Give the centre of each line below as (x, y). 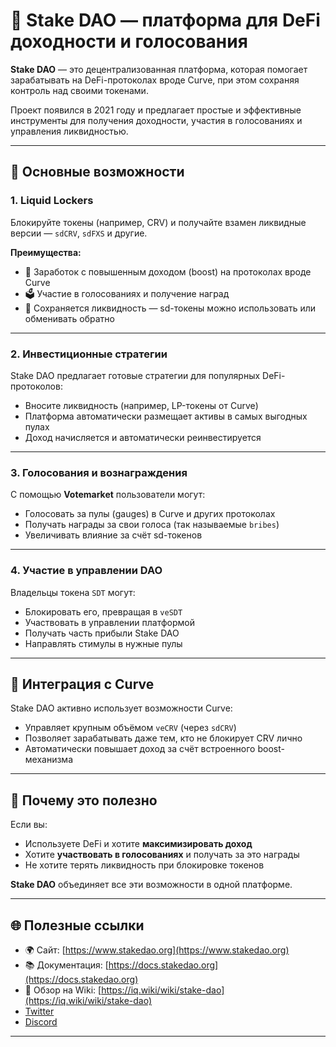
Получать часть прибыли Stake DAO (102, 633)
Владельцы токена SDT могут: (73, 592)
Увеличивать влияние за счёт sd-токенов (113, 535)
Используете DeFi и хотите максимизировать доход (138, 844)
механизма (49, 760)
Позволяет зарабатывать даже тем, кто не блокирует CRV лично (163, 738)
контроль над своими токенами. (79, 90)
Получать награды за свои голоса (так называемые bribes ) (152, 525)
